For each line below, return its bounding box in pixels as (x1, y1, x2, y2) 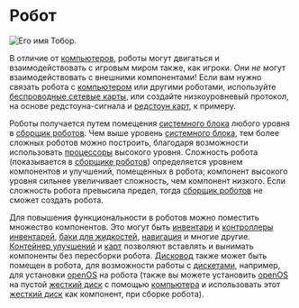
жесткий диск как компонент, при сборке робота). (9, 288, 204, 299)
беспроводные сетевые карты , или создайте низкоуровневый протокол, (9, 91, 290, 102)
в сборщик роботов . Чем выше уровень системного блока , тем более (9, 127, 280, 138)
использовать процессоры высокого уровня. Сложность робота (9, 146, 258, 158)
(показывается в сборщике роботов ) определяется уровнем (9, 156, 243, 167)
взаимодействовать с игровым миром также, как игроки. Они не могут (9, 62, 286, 73)
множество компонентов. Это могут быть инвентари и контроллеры (9, 222, 274, 232)
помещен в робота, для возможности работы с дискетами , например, (9, 259, 281, 270)
